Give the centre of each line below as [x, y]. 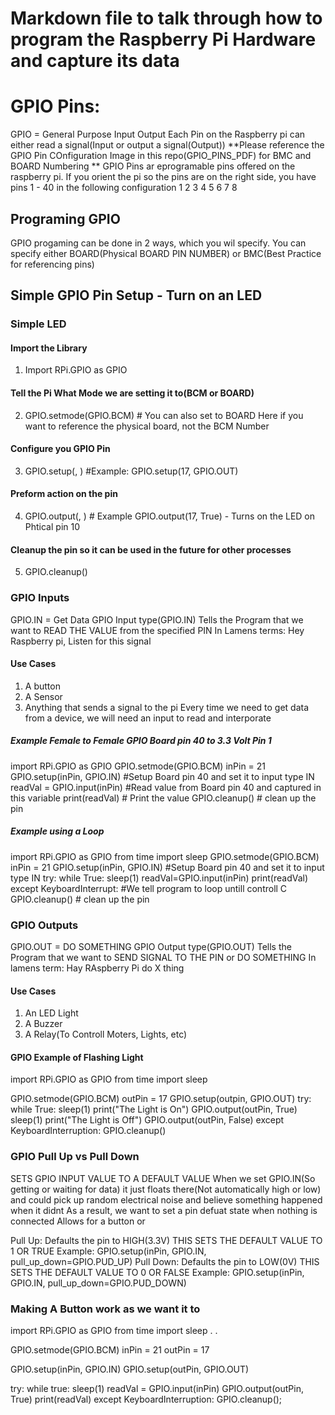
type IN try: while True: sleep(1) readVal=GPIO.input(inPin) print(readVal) [159, 878]
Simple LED [38, 324]
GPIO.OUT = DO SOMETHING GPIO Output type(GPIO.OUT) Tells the [151, 946]
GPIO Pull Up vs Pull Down [75, 1157]
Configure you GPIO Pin [60, 449]
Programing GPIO [65, 218]
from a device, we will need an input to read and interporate [148, 718]
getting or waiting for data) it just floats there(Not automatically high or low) [166, 1189]
